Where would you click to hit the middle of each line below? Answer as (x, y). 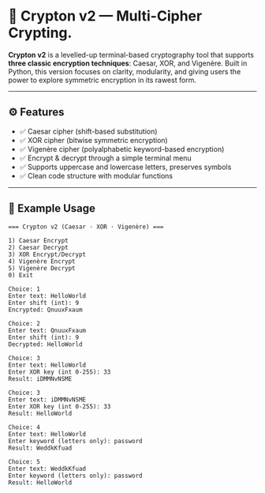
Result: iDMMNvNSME (40, 378)
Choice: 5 (24, 461)
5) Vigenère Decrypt (42, 268)
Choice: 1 (24, 289)
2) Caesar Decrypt (38, 247)
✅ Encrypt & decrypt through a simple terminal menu (105, 158)
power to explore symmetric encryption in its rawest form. (103, 80)
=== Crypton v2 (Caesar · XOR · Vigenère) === (86, 227)
